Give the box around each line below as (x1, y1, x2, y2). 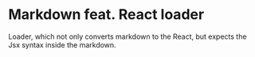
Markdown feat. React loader (8, 6, 205, 24)
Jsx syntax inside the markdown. (8, 40, 117, 49)
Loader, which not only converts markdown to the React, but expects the (8, 32, 247, 41)
